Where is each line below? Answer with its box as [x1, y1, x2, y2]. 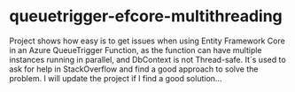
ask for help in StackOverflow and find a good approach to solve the [9, 64, 259, 74]
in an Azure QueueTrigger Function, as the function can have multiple [9, 44, 263, 55]
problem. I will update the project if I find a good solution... [9, 73, 222, 83]
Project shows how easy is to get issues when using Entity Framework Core [9, 35, 285, 46]
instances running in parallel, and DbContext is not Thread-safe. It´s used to [9, 54, 286, 65]
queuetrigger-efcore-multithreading [9, 6, 283, 27]
